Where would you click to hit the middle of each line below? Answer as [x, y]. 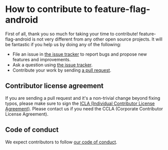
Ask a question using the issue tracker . [52, 65]
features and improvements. [42, 59]
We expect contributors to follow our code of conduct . [61, 142]
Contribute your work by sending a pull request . [62, 70]
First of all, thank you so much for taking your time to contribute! [72, 34]
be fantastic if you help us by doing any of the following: [63, 44]
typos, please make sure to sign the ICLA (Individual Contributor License [80, 103]
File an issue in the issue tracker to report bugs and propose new [79, 54]
